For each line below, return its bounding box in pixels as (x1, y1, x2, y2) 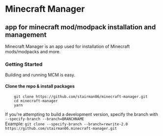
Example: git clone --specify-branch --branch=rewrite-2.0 (5, 121, 128, 127)
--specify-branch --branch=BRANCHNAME (5, 116, 84, 121)
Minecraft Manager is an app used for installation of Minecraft (5, 44, 130, 49)
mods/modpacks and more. (5, 49, 61, 54)
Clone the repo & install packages (5, 83, 75, 89)
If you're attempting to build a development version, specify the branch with (5, 111, 158, 117)
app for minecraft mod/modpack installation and (5, 23, 156, 31)
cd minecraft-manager (14, 98, 58, 103)
